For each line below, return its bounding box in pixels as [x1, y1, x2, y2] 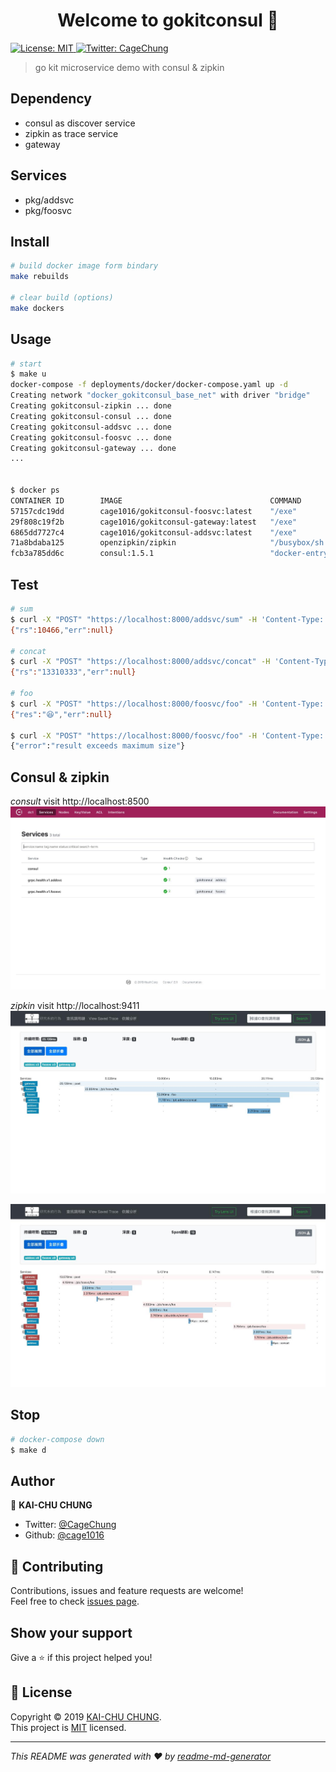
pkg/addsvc [24, 194, 75, 206]
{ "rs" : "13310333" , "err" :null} [10, 667, 137, 678]
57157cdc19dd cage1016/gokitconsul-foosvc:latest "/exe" [10, 506, 298, 516]
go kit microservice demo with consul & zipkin [34, 61, 225, 73]
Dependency [10, 90, 92, 108]
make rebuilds [10, 272, 70, 282]
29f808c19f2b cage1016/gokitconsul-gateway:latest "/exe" [10, 517, 298, 527]
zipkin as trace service [24, 127, 119, 139]
